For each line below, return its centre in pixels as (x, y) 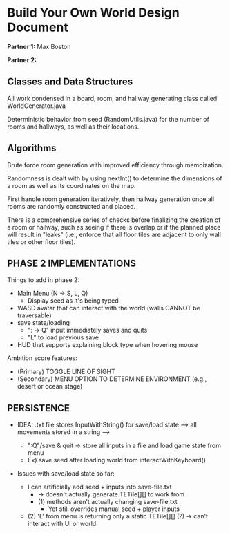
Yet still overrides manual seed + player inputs (114, 509)
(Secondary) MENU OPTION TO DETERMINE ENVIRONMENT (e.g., (112, 379)
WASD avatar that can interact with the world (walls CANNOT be (108, 308)
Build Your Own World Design (93, 13)
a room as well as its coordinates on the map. (71, 185)
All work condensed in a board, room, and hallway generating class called (112, 98)
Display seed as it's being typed (73, 301)
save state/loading (44, 323)
